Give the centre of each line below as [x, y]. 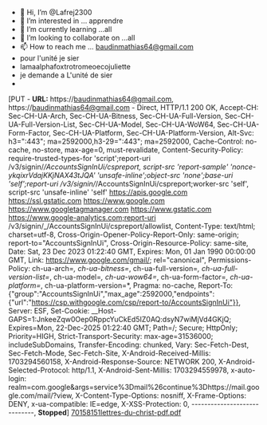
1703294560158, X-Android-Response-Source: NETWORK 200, [112, 362]
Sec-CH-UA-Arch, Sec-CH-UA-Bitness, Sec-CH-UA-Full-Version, [116, 116]
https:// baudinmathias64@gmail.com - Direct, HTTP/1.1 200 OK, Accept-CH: [133, 107]
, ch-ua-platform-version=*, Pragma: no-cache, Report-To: [137, 285]
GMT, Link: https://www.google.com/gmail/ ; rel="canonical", [108, 260]
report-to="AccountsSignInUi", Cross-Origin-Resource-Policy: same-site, [128, 243]
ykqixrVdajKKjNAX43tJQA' [52, 175]
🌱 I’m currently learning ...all [66, 29]
